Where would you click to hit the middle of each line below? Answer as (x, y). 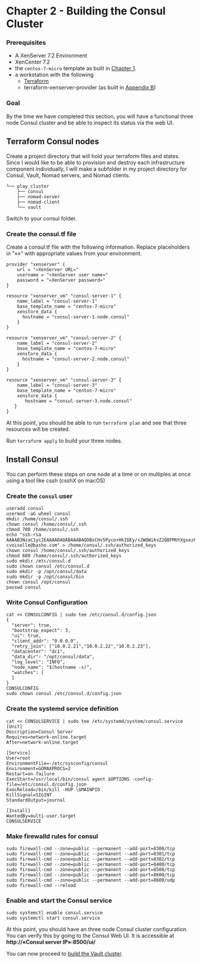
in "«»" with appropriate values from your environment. (74, 253)
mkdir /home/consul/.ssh (37, 519)
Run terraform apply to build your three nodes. (64, 440)
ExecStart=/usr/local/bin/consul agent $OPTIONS (68, 779)
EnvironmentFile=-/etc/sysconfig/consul (57, 763)
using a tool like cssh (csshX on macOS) (56, 480)
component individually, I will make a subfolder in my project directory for (97, 169)
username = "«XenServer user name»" (63, 275)
